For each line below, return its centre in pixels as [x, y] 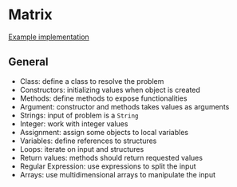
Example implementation [49, 37]
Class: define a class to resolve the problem [92, 81]
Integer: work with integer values [74, 123]
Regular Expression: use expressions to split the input [108, 166]
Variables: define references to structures [88, 141]
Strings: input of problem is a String [79, 115]
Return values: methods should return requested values [111, 157]
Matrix [30, 15]
